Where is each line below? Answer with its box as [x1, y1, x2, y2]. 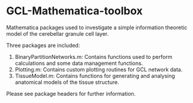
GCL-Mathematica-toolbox [6, 4, 143, 18]
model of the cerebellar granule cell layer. [6, 30, 109, 37]
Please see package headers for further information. [6, 90, 136, 97]
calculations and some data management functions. [14, 60, 143, 67]
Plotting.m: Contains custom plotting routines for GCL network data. [14, 65, 183, 73]
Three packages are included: [6, 42, 80, 49]
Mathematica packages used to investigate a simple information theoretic [6, 24, 188, 31]
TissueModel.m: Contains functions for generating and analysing [14, 72, 176, 79]
